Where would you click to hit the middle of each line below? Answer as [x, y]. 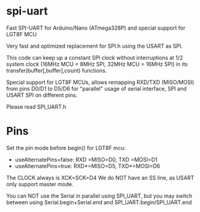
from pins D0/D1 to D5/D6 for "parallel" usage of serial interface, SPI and [96, 88]
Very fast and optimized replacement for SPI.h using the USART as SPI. [95, 46]
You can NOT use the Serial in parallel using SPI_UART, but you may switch [99, 196]
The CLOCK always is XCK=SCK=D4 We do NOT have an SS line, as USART [100, 178]
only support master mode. [40, 184]
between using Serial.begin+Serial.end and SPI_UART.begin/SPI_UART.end [99, 202]
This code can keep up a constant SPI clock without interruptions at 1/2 [95, 57]
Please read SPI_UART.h [36, 106]
